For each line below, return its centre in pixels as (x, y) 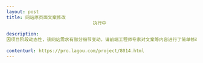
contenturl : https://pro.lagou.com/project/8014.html (76, 51)
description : (23, 34)
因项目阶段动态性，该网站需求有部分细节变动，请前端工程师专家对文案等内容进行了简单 (98, 40)
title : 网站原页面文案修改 (36, 17)
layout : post (23, 12)
